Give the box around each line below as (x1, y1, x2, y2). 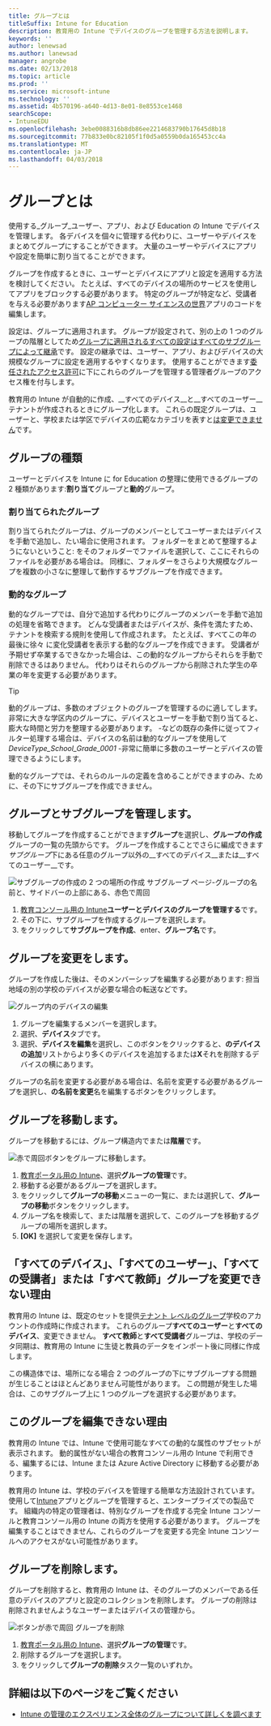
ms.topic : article (8, 72, 70, 80)
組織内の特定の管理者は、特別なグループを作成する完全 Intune (23, 1505, 231, 1515)
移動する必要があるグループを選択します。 (19, 1181, 162, 1191)
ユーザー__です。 (22, 861, 78, 870)
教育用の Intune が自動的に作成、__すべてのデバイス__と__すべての (8, 394, 229, 404)
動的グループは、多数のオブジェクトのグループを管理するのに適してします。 (8, 702, 262, 712)
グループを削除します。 (8, 1562, 124, 1576)
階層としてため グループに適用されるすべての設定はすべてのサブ (29, 337, 240, 346)
